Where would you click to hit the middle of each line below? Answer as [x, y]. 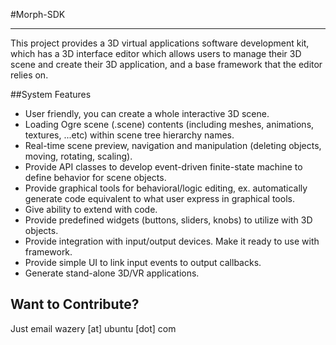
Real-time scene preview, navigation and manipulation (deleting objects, [173, 145]
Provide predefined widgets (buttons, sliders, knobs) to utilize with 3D [168, 220]
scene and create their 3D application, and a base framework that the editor [166, 64]
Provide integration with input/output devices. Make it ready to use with [172, 241]
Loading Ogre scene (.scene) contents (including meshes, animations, [169, 124]
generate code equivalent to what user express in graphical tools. [159, 198]
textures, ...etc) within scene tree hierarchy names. [129, 135]
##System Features [51, 94]
